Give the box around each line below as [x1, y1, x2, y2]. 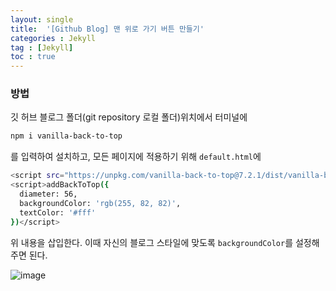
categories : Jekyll [10, 33, 97, 43]
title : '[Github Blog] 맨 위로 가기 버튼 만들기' [10, 24, 205, 34]
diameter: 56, [19, 189, 78, 200]
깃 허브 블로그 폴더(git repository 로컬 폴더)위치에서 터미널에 [10, 111, 248, 123]
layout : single [10, 14, 74, 25]
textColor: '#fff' [19, 207, 97, 218]
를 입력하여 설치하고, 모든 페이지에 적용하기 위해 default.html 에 [10, 151, 262, 163]
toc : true [10, 52, 56, 62]
